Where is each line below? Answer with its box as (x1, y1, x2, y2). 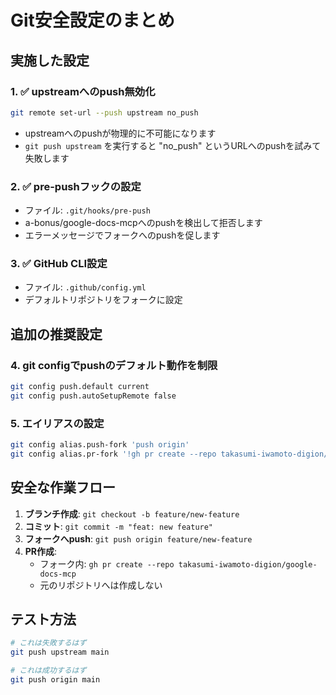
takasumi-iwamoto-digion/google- (178, 559, 318, 570)
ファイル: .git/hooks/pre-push (24, 204, 151, 216)
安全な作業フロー (10, 479, 116, 496)
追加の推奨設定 (10, 326, 103, 343)
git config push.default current (10, 382, 150, 392)
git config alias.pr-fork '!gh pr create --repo (10, 449, 217, 459)
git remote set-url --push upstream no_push (10, 107, 199, 118)
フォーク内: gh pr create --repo (39, 557, 175, 570)
